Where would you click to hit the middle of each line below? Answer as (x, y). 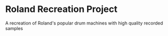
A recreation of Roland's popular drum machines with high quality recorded (84, 23)
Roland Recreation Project (62, 9)
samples (14, 28)
